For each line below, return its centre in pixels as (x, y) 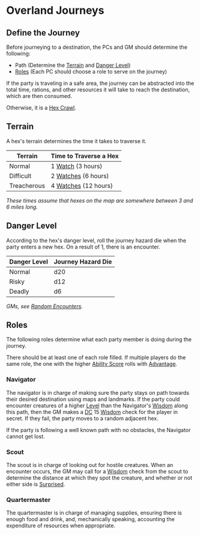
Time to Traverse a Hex (85, 156)
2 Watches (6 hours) (80, 176)
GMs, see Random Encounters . (44, 306)
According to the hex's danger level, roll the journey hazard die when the (96, 240)
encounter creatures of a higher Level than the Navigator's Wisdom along (97, 405)
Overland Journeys (55, 11)
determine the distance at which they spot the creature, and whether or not (99, 478)
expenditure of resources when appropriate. (61, 526)
